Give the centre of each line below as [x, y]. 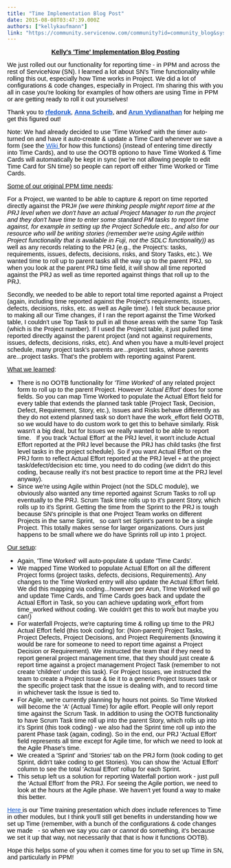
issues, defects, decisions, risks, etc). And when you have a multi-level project [115, 343]
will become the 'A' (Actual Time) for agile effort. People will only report [115, 707]
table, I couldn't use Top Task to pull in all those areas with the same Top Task [115, 322]
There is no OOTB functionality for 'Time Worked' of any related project [116, 383]
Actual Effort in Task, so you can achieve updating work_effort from [110, 603]
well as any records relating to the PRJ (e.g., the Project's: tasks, [97, 247]
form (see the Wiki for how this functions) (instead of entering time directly [110, 146]
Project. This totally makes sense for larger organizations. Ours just [111, 528]
